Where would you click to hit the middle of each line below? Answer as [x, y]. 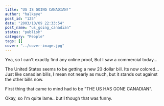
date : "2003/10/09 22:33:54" [35, 23]
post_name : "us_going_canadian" [38, 28]
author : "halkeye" [24, 14]
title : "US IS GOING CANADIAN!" [38, 9]
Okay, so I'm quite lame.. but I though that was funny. [59, 98]
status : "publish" [24, 32]
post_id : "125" [21, 18]
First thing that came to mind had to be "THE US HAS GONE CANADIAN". [79, 88]
